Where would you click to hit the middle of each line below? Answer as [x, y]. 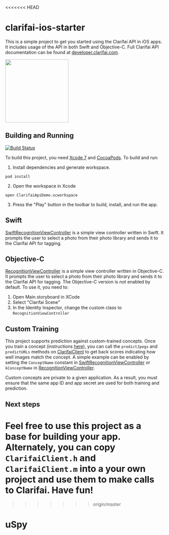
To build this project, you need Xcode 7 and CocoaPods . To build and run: [82, 157]
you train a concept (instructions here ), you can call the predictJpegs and [81, 346]
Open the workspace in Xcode [44, 186]
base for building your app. [63, 436]
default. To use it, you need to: [37, 287]
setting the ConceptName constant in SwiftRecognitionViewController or [78, 363]
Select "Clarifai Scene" [36, 303]
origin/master [107, 504]
